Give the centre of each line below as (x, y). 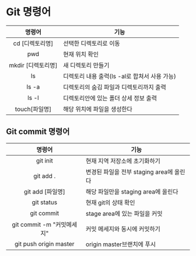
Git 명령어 (29, 12)
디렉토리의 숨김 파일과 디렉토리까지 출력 (115, 87)
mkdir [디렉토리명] (33, 65)
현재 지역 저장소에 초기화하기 (123, 161)
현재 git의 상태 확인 (110, 202)
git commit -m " (34, 224)
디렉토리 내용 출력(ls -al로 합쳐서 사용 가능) (120, 76)
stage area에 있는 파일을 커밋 (124, 213)
